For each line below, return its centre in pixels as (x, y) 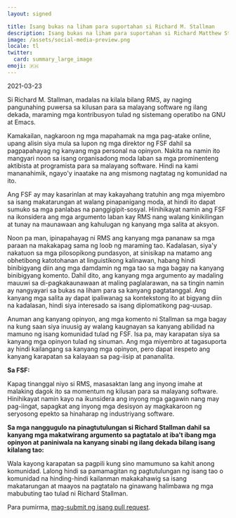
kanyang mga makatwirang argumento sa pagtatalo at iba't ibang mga (112, 435)
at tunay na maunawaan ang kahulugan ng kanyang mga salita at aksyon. (113, 224)
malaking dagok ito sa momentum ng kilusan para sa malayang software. (113, 391)
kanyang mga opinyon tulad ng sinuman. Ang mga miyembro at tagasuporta (117, 341)
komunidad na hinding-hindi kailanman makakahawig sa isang (97, 478)
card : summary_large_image (53, 60)
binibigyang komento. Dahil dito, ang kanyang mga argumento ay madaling (115, 275)
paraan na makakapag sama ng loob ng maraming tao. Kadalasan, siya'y (112, 245)
